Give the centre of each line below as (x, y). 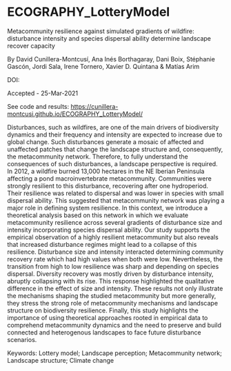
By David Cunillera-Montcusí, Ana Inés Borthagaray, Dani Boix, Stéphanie (111, 59)
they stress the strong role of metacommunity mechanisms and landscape (113, 303)
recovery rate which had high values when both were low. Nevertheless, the (115, 259)
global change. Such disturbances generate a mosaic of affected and (106, 141)
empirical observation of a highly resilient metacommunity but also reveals (113, 237)
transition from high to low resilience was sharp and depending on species (113, 266)
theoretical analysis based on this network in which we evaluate (98, 215)
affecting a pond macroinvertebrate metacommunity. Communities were (109, 178)
